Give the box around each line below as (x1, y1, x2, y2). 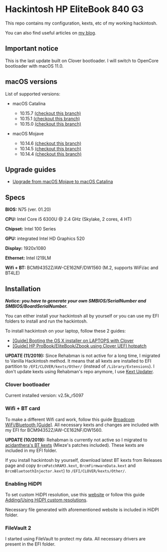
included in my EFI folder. (5, 447, 57, 453)
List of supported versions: (5, 91, 61, 97)
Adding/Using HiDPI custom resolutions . (5, 497, 88, 503)
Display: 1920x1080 (5, 245, 46, 251)
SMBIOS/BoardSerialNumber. (5, 303, 68, 309)
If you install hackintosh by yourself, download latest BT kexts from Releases (5, 457, 163, 463)
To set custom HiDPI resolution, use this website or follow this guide (5, 491, 145, 497)
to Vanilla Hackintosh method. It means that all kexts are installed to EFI (5, 358, 152, 364)
